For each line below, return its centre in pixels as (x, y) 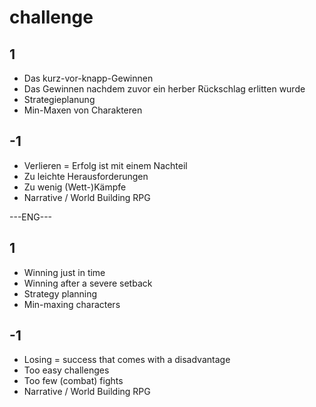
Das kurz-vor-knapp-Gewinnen (88, 78)
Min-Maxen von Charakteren (83, 110)
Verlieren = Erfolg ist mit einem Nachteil (105, 165)
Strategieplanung (59, 99)
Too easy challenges (66, 370)
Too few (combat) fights (73, 381)
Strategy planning (60, 293)
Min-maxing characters (72, 304)
